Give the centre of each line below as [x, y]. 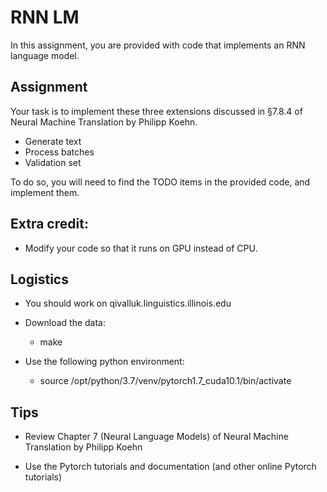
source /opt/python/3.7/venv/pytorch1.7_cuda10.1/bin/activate [165, 381]
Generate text [53, 141]
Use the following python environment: [104, 362]
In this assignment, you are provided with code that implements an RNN [158, 45]
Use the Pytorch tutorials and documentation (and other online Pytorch [170, 467]
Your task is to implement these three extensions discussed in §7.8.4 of [156, 111]
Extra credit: [49, 224]
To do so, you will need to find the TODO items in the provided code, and [160, 182]
